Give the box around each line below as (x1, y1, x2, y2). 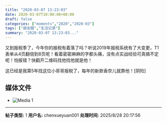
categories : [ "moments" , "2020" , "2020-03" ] (5, 21, 94, 26)
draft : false (5, 16, 32, 21)
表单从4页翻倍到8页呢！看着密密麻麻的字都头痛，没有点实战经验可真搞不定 (5, 51, 159, 57)
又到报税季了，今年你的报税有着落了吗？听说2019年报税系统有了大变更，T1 (5, 45, 159, 50)
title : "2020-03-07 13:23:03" (5, 7, 68, 12)
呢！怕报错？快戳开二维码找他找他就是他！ (5, 57, 92, 63)
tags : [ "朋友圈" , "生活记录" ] (5, 26, 61, 31)
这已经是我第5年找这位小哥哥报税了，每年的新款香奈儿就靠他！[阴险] (5, 68, 146, 74)
